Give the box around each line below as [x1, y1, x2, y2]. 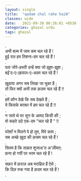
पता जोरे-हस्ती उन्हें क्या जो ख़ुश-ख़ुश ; [5, 64, 64, 70]
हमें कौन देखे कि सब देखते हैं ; [5, 97, 50, 102]
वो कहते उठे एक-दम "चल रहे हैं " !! [5, 118, 59, 124]
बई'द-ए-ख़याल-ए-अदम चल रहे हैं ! [5, 70, 58, 75]
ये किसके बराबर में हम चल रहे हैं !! [5, 102, 56, 108]
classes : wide [5, 16, 34, 21]
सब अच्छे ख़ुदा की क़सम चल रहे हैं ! [5, 134, 58, 140]
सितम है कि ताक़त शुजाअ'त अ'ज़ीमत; [5, 145, 62, 151]
